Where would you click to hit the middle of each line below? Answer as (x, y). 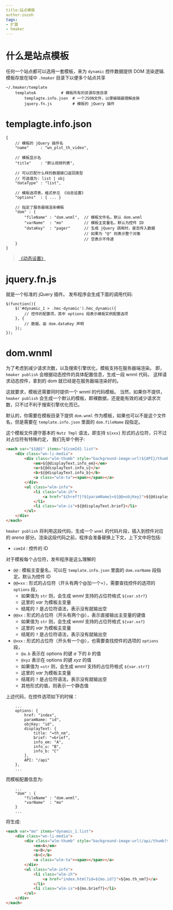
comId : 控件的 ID (31, 548)
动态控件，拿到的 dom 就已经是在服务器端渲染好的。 (66, 381)
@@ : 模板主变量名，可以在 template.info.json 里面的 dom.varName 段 (85, 570)
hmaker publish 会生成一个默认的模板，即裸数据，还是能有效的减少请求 (81, 398)
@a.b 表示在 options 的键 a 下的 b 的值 (61, 653)
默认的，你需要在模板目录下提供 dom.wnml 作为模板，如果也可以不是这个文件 (86, 415)
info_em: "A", (48, 742)
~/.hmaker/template (27, 88)
